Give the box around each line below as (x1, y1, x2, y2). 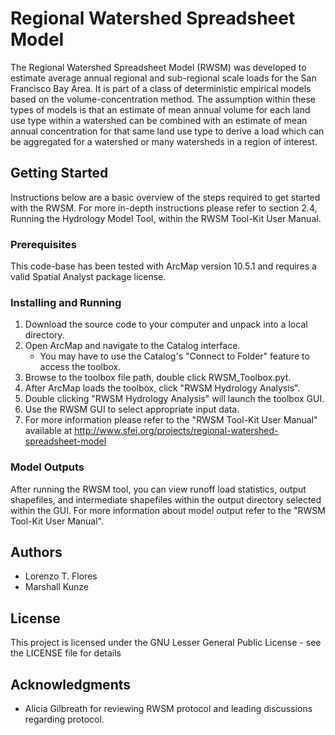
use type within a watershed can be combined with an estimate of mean (10, 114, 308, 126)
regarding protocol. (24, 713, 105, 726)
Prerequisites (10, 237, 77, 251)
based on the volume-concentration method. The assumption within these (10, 93, 316, 105)
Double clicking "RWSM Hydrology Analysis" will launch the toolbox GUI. (24, 393, 325, 405)
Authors (10, 544, 63, 561)
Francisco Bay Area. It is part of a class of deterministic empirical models (10, 82, 312, 94)
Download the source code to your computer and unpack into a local (24, 318, 308, 331)
